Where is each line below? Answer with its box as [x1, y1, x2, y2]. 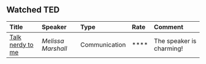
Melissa [42, 36, 64, 45]
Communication [80, 40, 126, 49]
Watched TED [6, 5, 60, 15]
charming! [154, 44, 183, 53]
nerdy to [9, 40, 34, 49]
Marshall [42, 44, 67, 53]
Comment [154, 22, 184, 31]
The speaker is [154, 36, 197, 45]
